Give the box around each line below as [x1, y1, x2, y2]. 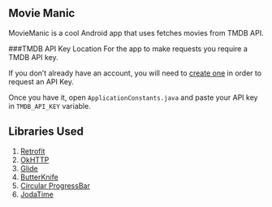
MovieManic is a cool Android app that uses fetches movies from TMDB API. [8, 28, 264, 37]
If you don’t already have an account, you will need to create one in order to [8, 68, 262, 78]
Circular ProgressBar [19, 180, 91, 190]
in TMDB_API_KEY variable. [8, 101, 91, 110]
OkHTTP [19, 154, 50, 165]
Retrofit [19, 146, 45, 156]
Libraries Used [8, 125, 84, 139]
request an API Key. [8, 76, 75, 86]
